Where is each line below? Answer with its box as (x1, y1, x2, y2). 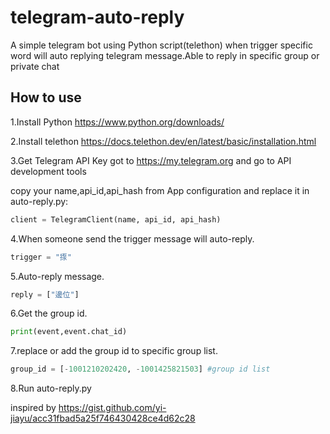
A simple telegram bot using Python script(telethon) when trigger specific (10, 39, 313, 51)
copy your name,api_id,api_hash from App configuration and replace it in (10, 184, 310, 196)
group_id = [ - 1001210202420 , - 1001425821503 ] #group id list (10, 364, 271, 375)
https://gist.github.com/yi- (58, 402, 167, 414)
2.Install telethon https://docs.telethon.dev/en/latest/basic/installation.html (10, 135, 317, 147)
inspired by (10, 402, 57, 414)
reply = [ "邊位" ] (10, 289, 80, 300)
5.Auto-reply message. (10, 270, 105, 282)
